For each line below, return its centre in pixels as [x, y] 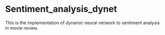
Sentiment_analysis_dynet [61, 9]
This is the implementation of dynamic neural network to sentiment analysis [82, 23]
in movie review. [22, 28]
